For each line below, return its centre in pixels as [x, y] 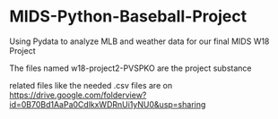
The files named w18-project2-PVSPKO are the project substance [131, 68]
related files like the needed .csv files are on [91, 85]
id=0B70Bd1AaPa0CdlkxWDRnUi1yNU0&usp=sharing [108, 104]
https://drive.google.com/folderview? [78, 95]
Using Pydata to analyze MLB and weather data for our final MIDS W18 [139, 41]
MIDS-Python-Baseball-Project [128, 17]
